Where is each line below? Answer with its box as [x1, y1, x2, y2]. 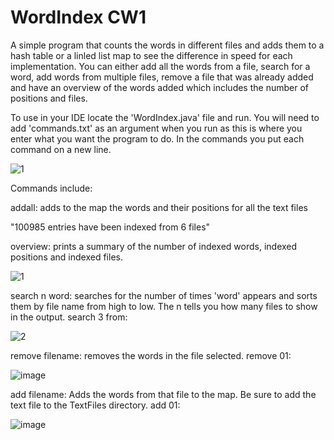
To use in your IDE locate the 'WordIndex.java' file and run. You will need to [10, 111, 320, 123]
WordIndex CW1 [10, 6, 147, 29]
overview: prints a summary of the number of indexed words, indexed [10, 240, 298, 252]
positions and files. [10, 92, 88, 104]
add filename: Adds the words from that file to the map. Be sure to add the [10, 388, 317, 400]
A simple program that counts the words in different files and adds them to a [10, 39, 325, 51]
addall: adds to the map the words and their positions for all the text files [10, 201, 308, 213]
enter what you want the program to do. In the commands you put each [10, 132, 305, 145]
